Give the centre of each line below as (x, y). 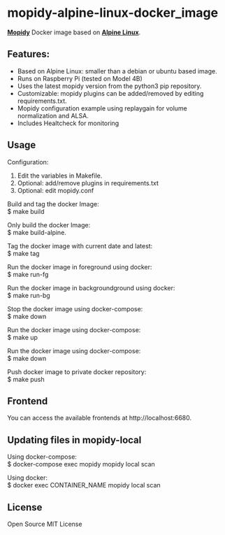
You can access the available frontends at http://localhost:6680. (100, 418)
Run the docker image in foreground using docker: (80, 266)
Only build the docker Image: (49, 224)
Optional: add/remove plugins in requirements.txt (88, 183)
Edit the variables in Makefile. (60, 176)
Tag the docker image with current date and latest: (80, 245)
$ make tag (23, 253)
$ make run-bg (29, 295)
